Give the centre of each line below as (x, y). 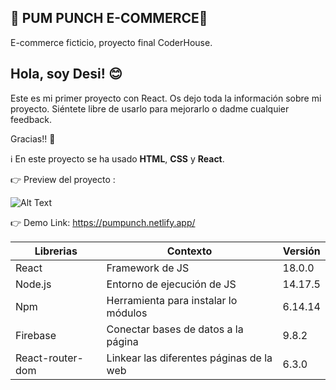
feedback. (31, 119)
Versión (301, 251)
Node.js (33, 284)
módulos (127, 313)
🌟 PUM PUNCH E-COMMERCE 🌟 (109, 18)
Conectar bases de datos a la (175, 329)
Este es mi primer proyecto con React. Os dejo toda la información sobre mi (166, 98)
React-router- (49, 358)
